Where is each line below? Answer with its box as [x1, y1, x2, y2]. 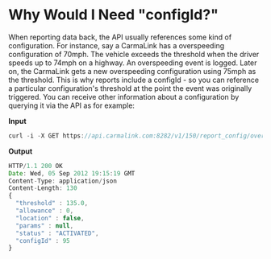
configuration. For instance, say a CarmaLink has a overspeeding [8, 40, 225, 50]
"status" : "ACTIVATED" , [15, 229, 99, 237]
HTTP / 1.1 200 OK [8, 162, 63, 170]
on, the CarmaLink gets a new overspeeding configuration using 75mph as [8, 66, 256, 76]
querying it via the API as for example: [8, 101, 135, 110]
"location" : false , [15, 214, 85, 222]
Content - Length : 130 [8, 184, 78, 192]
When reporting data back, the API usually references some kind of [8, 32, 232, 42]
